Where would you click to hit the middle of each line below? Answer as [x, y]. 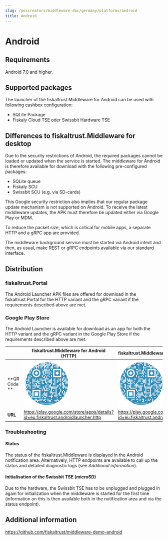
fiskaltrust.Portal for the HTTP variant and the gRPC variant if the [72, 299]
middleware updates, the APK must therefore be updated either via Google [82, 213]
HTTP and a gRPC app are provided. [42, 233]
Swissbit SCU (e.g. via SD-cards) [46, 192]
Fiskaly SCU [25, 187]
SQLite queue [26, 182]
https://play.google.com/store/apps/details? [68, 412]
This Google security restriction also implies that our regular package [76, 202]
